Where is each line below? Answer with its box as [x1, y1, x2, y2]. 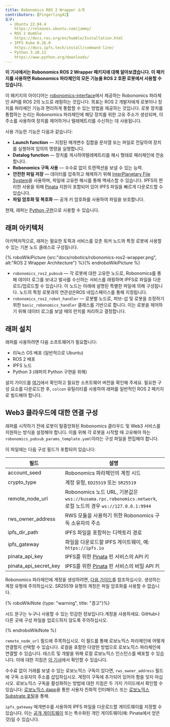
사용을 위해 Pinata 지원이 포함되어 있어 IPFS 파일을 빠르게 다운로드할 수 [22, 184, 163, 190]
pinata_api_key [8, 553, 43, 560]
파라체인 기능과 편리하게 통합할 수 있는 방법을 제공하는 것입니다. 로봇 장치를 [14, 105, 163, 112]
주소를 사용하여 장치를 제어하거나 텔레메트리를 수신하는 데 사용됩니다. [5, 118, 142, 124]
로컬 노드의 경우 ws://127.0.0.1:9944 [65, 502, 151, 510]
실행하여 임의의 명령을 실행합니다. [18, 146, 84, 152]
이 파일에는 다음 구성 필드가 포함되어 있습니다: [5, 446, 96, 452]
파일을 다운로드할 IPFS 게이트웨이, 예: [65, 538, 150, 546]
